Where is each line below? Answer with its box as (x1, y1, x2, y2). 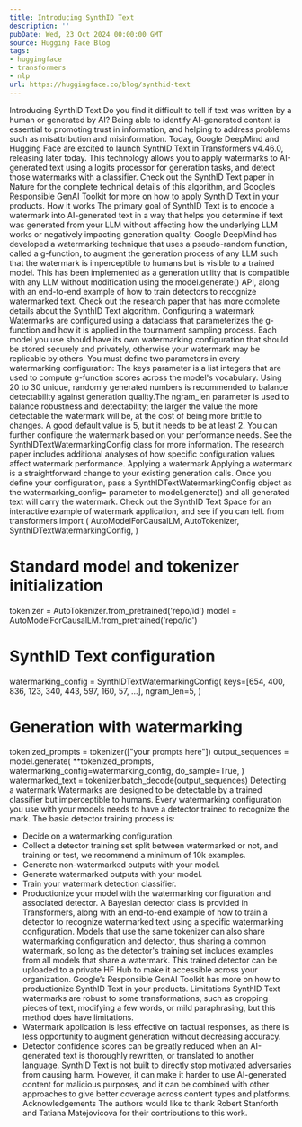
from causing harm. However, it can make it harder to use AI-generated (22, 1069, 287, 1080)
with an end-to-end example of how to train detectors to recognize (9, 286, 257, 297)
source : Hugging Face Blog (9, 38, 111, 48)
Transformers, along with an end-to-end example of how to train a (22, 907, 268, 918)
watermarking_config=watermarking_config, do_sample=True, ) (9, 766, 245, 776)
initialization (9, 575, 103, 596)
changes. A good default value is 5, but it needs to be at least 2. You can (9, 420, 278, 430)
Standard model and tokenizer (9, 556, 240, 576)
